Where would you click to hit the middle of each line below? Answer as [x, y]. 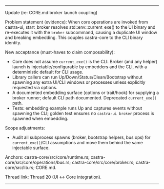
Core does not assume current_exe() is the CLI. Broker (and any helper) [85, 62]
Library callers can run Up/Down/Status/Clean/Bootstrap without [77, 77]
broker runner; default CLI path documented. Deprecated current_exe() [84, 98]
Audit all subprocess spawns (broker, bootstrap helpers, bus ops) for [81, 137]
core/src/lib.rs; [20, 168]
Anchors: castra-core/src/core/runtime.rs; [47, 157]
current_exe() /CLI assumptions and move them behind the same [77, 142]
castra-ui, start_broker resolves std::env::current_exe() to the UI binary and [80, 27]
